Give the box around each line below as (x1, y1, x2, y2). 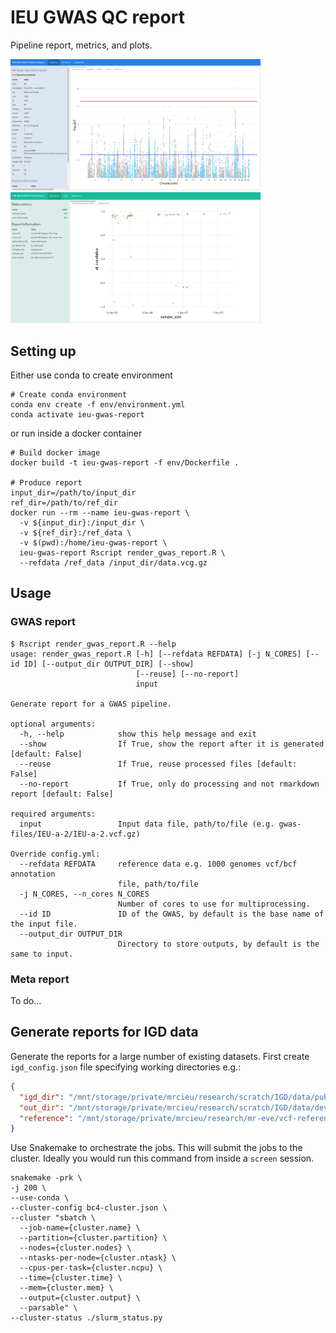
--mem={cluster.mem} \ (19, 1283, 114, 1293)
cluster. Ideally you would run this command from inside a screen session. (10, 1152, 315, 1165)
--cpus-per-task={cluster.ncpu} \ (19, 1263, 163, 1273)
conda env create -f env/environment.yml (10, 400, 186, 410)
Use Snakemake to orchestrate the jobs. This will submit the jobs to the (10, 1142, 303, 1154)
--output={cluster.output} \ (19, 1293, 141, 1303)
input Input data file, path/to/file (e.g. (19, 819, 275, 829)
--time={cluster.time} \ (19, 1273, 123, 1283)
